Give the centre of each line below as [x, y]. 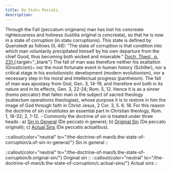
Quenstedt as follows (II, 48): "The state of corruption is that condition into [84, 45]
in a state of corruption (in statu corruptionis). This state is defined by [78, 40]
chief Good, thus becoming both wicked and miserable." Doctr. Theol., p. [82, 56]
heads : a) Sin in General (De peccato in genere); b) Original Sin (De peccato [86, 121]
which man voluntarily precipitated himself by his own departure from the [82, 51]
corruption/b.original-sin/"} [34, 157]
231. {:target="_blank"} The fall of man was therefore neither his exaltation [83, 62]
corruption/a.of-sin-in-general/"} [40, 142]
